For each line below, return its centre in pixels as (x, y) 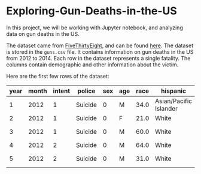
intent (62, 91)
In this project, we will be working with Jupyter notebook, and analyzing (95, 28)
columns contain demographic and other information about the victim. (92, 65)
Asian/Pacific (174, 101)
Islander (167, 108)
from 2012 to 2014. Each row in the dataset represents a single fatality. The (98, 58)
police (86, 91)
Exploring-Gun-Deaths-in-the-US (92, 11)
